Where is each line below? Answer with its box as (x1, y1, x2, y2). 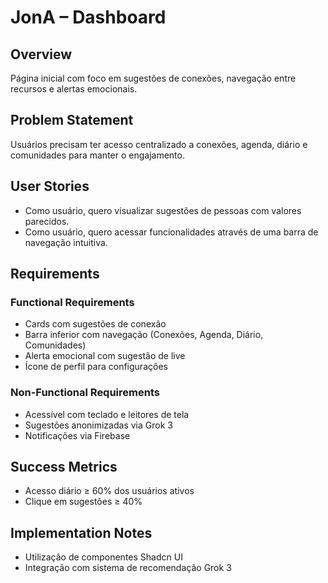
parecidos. (24, 215, 70, 227)
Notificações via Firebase (24, 429, 131, 441)
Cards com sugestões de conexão (24, 318, 167, 330)
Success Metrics (10, 459, 118, 475)
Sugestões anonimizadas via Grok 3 (24, 419, 173, 431)
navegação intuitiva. (24, 236, 108, 248)
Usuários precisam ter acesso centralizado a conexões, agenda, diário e (10, 138, 308, 150)
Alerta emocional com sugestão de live (24, 350, 186, 362)
